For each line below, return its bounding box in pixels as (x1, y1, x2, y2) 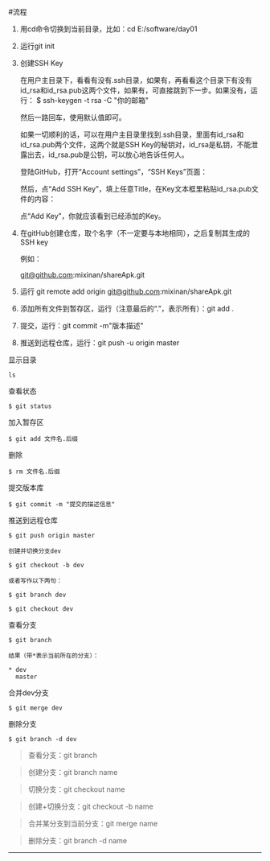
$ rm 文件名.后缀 (8, 468, 60, 476)
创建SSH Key (19, 59, 63, 68)
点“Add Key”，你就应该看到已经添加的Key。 (19, 212, 166, 220)
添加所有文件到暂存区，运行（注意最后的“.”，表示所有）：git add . (19, 304, 235, 313)
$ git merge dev (8, 704, 63, 712)
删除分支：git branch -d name (27, 836, 127, 845)
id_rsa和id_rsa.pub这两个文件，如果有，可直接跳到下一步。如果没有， (19, 85, 251, 95)
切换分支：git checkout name (27, 785, 125, 794)
